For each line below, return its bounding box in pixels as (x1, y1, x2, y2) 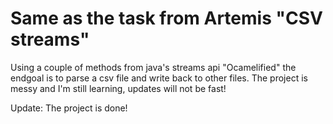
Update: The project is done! (10, 102, 128, 114)
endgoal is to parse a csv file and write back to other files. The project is (10, 72, 308, 84)
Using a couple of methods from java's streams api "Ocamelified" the (10, 61, 297, 73)
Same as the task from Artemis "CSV (10, 7, 323, 30)
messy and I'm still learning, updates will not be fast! (10, 82, 227, 94)
